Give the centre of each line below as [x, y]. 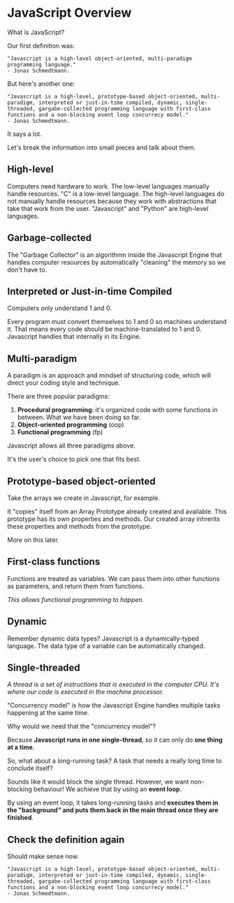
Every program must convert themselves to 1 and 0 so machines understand [117, 322]
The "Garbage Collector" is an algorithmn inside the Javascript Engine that [115, 255]
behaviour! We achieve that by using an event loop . [108, 789]
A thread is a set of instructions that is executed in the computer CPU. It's [113, 684]
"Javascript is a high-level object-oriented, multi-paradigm [100, 58]
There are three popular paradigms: [58, 397]
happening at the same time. [48, 713]
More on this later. [33, 540]
